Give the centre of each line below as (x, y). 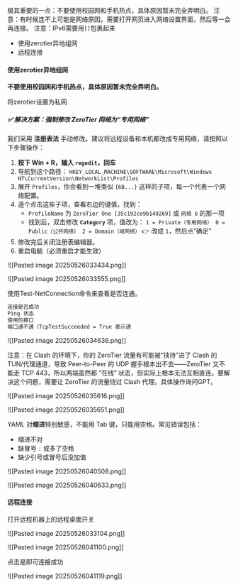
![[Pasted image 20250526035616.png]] (66, 395)
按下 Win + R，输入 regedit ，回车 (67, 163)
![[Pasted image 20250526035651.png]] (66, 410)
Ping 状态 (21, 314)
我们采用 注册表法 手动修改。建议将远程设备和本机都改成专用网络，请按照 (114, 139)
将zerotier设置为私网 (37, 102)
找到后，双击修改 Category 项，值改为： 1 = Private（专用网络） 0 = (126, 222)
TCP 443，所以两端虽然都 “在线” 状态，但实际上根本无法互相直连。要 (123, 373)
